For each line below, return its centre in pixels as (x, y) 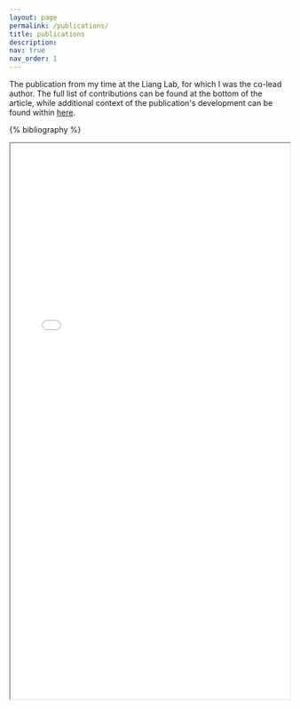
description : (33, 42)
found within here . (43, 113)
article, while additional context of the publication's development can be (141, 103)
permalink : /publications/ (59, 26)
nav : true (28, 51)
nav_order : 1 (33, 59)
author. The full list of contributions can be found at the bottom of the (136, 93)
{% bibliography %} (45, 129)
